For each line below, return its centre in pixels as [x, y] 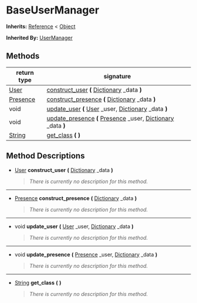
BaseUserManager [53, 10]
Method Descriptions [45, 156]
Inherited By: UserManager [40, 37]
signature [117, 76]
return [25, 73]
